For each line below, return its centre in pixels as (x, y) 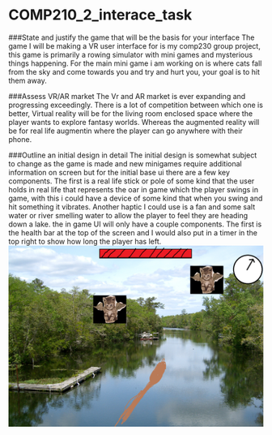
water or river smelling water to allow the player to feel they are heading (128, 215)
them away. (28, 80)
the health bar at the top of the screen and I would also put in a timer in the (133, 232)
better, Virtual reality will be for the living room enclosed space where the (131, 113)
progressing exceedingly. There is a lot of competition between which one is (136, 105)
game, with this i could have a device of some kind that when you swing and (136, 198)
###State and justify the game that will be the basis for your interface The (132, 37)
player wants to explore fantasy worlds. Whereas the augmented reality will (134, 122)
